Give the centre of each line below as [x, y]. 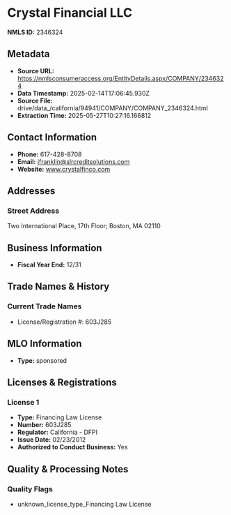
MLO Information [45, 344]
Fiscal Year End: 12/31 [49, 265]
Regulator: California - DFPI [57, 432]
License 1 [23, 402]
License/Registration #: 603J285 [64, 322]
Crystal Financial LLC [70, 13]
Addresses [31, 191]
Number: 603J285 [44, 425]
